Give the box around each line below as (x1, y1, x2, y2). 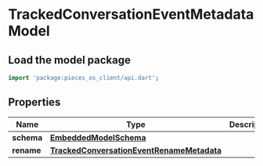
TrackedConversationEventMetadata (8, 5, 254, 23)
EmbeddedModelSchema (49, 132, 146, 143)
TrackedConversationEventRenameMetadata (49, 145, 222, 156)
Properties (8, 96, 61, 109)
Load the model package (8, 53, 131, 67)
